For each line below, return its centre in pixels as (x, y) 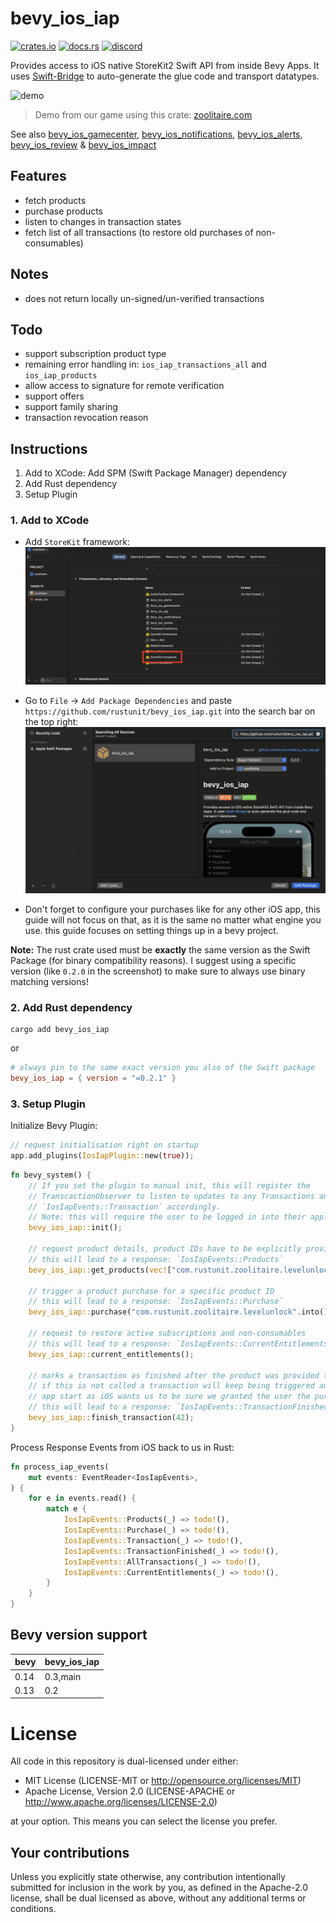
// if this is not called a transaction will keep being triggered (171, 1386)
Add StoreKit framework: (77, 542)
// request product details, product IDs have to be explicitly (165, 1249)
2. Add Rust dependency (71, 1007)
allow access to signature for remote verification (124, 386)
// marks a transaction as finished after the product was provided (174, 1375)
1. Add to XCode (50, 520)
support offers (54, 396)
